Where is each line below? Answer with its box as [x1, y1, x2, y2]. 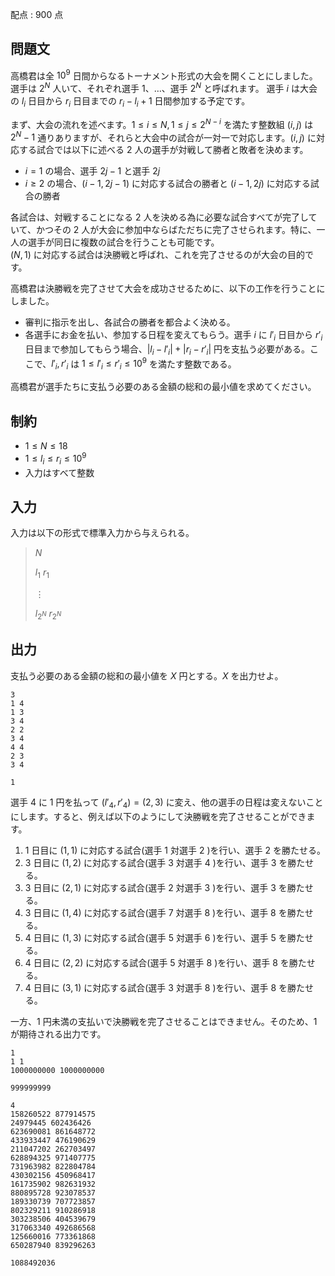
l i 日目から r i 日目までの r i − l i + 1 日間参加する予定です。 [21, 95, 251, 109]
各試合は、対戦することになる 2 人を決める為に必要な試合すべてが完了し [10, 211, 309, 223]
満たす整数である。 [157, 358, 237, 370]
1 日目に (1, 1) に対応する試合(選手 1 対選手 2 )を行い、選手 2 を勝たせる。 [24, 844, 326, 856]
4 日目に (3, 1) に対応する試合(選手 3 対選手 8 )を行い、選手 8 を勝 [24, 981, 297, 993]
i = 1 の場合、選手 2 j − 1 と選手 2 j [24, 165, 161, 177]
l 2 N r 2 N [34, 608, 62, 622]
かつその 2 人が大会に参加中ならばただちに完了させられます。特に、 [35, 224, 317, 236]
